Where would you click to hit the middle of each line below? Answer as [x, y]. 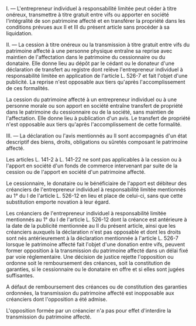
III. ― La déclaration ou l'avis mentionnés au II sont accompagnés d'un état [97, 136]
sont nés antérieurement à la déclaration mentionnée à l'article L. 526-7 [92, 238]
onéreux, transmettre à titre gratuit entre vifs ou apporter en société [88, 15]
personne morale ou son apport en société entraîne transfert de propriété [94, 106]
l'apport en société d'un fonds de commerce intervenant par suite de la [92, 166]
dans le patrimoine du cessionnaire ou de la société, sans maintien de [90, 112]
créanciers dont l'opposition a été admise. [57, 299]
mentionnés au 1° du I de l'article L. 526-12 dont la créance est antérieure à [97, 219]
